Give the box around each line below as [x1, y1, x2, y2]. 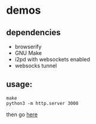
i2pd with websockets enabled [14, 56, 91, 63]
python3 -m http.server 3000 [6, 100, 79, 106]
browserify [14, 43, 42, 50]
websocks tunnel [14, 62, 57, 69]
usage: [6, 79, 33, 89]
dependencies [6, 27, 61, 38]
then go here [6, 111, 38, 118]
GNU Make [14, 49, 42, 57]
